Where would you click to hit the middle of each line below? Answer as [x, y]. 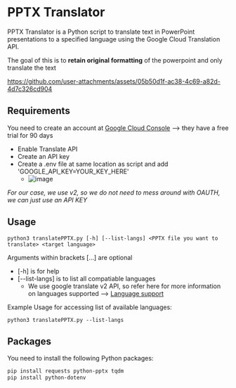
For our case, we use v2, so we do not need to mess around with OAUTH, [114, 192]
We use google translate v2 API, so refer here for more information [124, 286]
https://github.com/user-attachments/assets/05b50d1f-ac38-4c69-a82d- [114, 81]
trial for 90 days [30, 135]
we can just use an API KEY [47, 200]
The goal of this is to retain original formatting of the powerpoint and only [115, 60]
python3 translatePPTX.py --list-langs [66, 320]
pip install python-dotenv [47, 378]
